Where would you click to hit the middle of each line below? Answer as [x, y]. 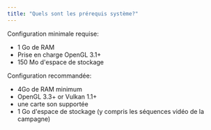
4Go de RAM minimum [49, 89]
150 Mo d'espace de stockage [61, 62]
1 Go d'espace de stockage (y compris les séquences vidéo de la [110, 111]
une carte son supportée [53, 104]
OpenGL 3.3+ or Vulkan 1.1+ [57, 96]
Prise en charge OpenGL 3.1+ [59, 55]
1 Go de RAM [36, 47]
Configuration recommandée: [49, 75]
